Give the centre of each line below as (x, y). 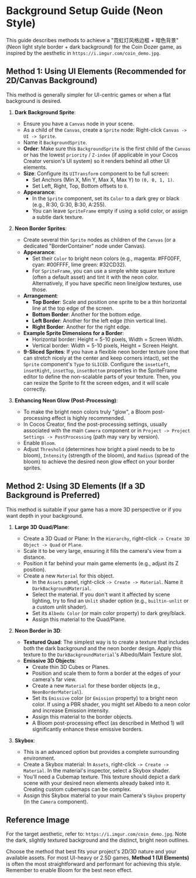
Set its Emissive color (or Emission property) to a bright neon (105, 698)
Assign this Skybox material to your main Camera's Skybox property (104, 795)
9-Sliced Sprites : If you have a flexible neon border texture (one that (106, 351)
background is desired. (34, 101)
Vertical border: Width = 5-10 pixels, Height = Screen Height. (105, 345)
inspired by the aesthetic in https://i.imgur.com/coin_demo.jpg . (83, 53)
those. (40, 289)
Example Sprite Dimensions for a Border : (73, 333)
